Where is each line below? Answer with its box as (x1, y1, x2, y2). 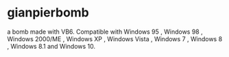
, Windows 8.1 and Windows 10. (7, 42, 96, 50)
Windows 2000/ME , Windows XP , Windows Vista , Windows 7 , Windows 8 (7, 34, 223, 43)
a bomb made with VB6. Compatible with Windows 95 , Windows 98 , (7, 27, 204, 36)
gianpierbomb (7, 5, 89, 21)
